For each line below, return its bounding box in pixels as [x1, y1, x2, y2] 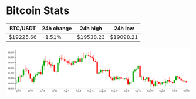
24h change [42, 25, 72, 32]
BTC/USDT [9, 25, 36, 32]
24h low [113, 25, 134, 32]
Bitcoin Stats [6, 4, 70, 17]
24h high [79, 25, 103, 32]
